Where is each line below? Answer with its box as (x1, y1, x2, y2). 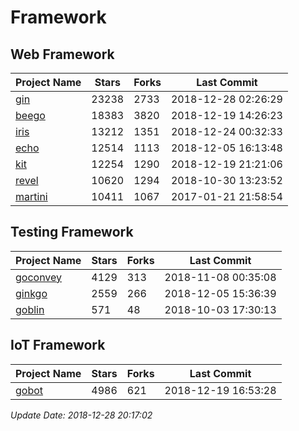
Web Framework (10, 46, 115, 63)
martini (15, 190, 48, 203)
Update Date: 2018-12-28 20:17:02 (10, 409, 153, 421)
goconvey (15, 270, 63, 284)
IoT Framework (10, 337, 106, 354)
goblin (15, 302, 45, 316)
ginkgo (15, 286, 48, 300)
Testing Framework (10, 224, 134, 241)
